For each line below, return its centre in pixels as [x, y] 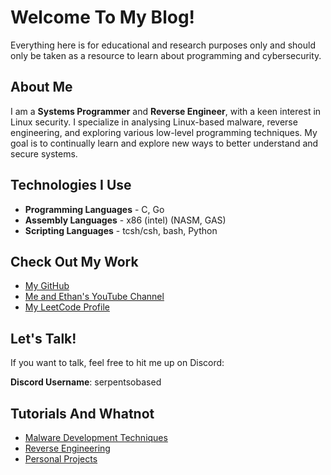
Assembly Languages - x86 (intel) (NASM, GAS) [125, 220]
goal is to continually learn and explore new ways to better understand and [164, 143]
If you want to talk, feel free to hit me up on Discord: [117, 363]
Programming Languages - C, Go [94, 209]
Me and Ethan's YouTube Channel [94, 297]
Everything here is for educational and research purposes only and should [163, 45]
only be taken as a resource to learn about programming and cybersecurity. [166, 55]
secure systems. [44, 153]
